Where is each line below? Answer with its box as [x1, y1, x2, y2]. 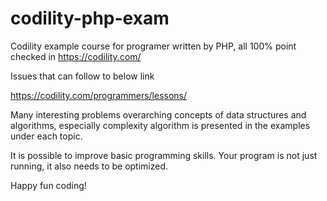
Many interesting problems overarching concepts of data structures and [10, 108, 307, 121]
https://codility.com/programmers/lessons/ [10, 89, 188, 101]
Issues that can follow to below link [10, 70, 155, 82]
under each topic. [10, 130, 83, 142]
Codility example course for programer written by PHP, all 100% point [10, 40, 297, 52]
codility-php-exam [10, 7, 170, 30]
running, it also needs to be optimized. [10, 160, 169, 172]
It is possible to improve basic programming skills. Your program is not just [10, 149, 318, 161]
